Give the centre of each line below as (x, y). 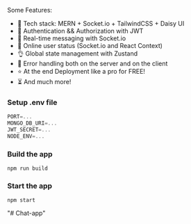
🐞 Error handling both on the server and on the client (92, 63)
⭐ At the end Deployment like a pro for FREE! (81, 71)
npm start (22, 200)
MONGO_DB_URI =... (32, 123)
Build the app (30, 154)
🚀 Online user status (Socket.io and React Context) (90, 46)
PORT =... (20, 117)
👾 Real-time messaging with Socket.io (72, 38)
